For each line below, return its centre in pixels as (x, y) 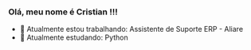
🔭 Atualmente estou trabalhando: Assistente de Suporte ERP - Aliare (131, 29)
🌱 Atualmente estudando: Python (74, 37)
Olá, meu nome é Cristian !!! (63, 12)
